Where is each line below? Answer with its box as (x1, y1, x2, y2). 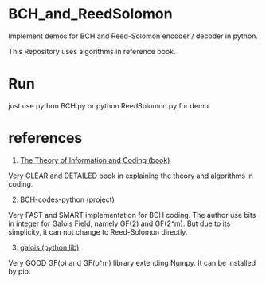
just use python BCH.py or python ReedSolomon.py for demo (8, 101, 209, 110)
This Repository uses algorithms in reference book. (8, 46, 176, 56)
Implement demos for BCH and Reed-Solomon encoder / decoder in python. (8, 31, 259, 41)
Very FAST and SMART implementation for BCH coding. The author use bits (8, 210, 256, 219)
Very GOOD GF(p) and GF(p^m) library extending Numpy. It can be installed (8, 258, 256, 267)
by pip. (8, 266, 31, 276)
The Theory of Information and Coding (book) (19, 155, 170, 164)
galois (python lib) (19, 243, 80, 252)
